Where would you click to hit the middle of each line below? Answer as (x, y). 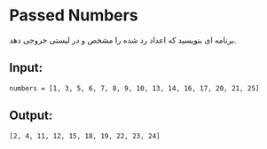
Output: (31, 116)
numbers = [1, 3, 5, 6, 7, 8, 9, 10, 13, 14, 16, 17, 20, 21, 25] (134, 88)
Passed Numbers (74, 16)
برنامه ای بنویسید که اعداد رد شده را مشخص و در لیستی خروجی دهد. (123, 40)
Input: (26, 68)
